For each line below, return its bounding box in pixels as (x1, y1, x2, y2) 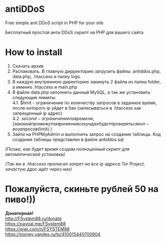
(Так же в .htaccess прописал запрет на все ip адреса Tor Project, (5, 161, 145, 166)
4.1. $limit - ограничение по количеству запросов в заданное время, (12, 100, 157, 106)
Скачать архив (12, 63, 43, 69)
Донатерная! (5, 210, 34, 216)
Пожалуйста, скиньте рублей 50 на (5, 184, 159, 195)
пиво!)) (5, 194, 36, 205)
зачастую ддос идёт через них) (5, 166, 73, 172)
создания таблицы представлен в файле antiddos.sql (12, 136, 124, 142)
